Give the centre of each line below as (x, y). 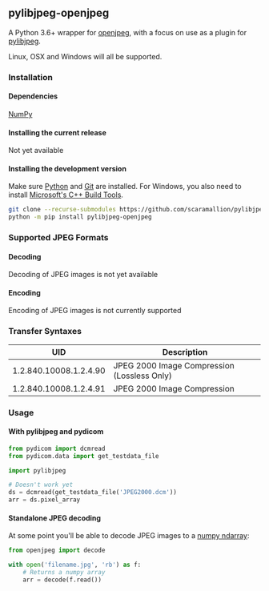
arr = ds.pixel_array (44, 500)
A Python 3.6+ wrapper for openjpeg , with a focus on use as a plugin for (127, 32)
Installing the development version (67, 168)
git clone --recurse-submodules (62, 210)
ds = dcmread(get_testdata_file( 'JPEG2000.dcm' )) (93, 492)
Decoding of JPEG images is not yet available (83, 275)
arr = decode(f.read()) (62, 580)
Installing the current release (57, 132)
